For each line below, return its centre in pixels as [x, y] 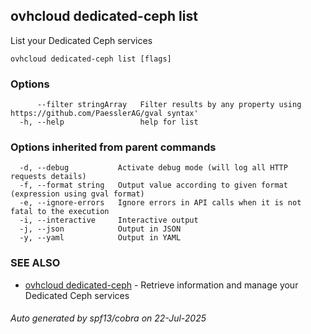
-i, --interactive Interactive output [109, 220]
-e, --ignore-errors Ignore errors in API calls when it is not [160, 203]
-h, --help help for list [109, 122]
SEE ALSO [35, 263]
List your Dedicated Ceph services [81, 40]
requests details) [48, 177]
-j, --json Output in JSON [100, 229]
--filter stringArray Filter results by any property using [169, 105]
